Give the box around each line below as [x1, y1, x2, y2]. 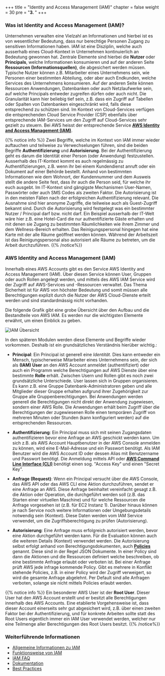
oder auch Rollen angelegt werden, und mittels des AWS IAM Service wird [5, 276, 155, 282]
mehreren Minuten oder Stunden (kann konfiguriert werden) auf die [12, 414, 149, 420]
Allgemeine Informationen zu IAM [12, 644, 80, 650]
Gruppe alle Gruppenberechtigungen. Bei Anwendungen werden [12, 393, 143, 400]
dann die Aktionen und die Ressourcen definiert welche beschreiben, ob [12, 553, 159, 559]
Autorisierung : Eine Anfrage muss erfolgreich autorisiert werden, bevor [12, 527, 158, 533]
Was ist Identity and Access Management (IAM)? [5, 22, 125, 29]
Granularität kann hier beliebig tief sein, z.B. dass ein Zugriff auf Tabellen [5, 96, 153, 102]
